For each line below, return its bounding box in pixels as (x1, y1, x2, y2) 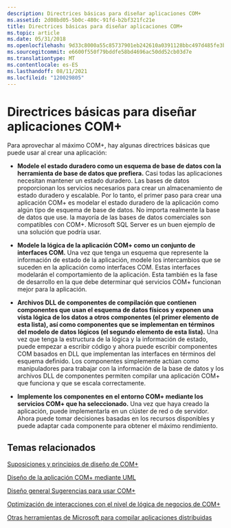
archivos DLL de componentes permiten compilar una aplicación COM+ (16, 372, 220, 380)
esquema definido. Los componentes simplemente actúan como (16, 357, 199, 365)
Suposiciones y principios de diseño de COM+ (7, 460, 139, 469)
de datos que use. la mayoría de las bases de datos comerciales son (16, 213, 211, 221)
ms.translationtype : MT (7, 55, 76, 62)
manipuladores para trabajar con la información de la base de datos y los (16, 365, 224, 373)
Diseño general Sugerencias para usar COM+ (7, 487, 136, 495)
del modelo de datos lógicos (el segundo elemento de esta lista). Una (16, 328, 219, 336)
